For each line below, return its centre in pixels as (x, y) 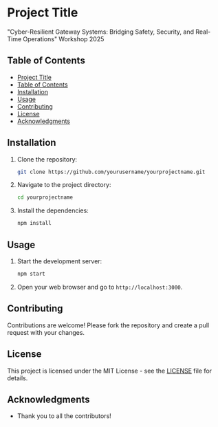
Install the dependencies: (53, 210)
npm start (31, 274)
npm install (34, 223)
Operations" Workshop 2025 (64, 39)
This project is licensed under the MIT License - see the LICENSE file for (109, 371)
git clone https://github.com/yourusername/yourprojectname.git (111, 172)
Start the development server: (59, 261)
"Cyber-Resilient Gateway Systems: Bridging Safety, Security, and (101, 32)
